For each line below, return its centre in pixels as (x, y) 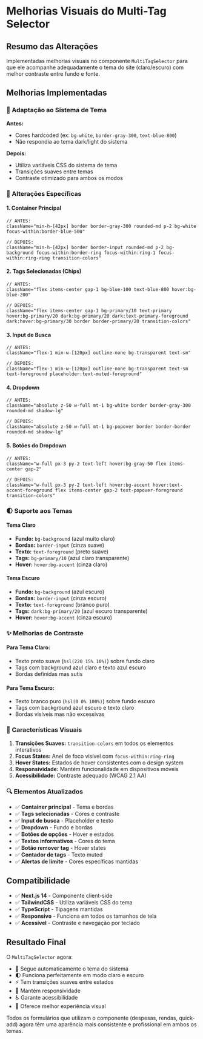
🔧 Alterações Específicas (44, 193)
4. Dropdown (23, 387)
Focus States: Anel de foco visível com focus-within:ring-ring (95, 756)
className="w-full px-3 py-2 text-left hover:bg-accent (78, 485)
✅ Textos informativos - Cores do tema (65, 841)
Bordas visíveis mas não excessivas (60, 714)
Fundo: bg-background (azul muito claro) (65, 538)
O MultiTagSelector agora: (40, 957)
